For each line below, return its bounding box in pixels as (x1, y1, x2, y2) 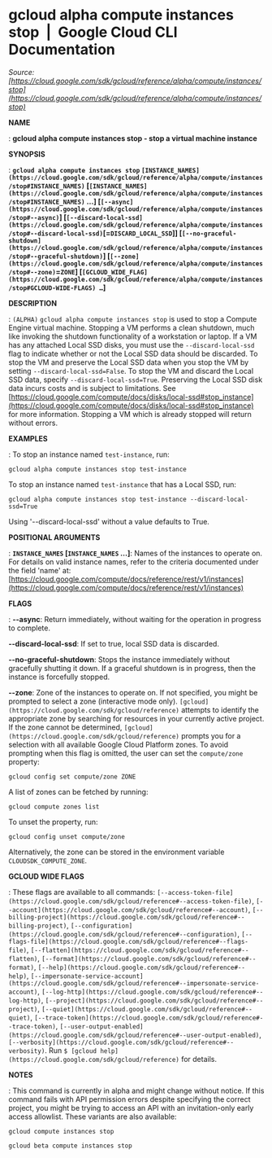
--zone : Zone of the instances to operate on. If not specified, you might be (8, 687, 258, 697)
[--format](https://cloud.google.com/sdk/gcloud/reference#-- (41, 954, 257, 963)
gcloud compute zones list (8, 802, 100, 811)
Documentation (8, 41, 116, 59)
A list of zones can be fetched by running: (8, 787, 149, 796)
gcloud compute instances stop (8, 1127, 114, 1135)
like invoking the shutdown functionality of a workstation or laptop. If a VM (8, 331, 257, 341)
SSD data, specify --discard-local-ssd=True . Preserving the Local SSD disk (8, 375, 263, 384)
